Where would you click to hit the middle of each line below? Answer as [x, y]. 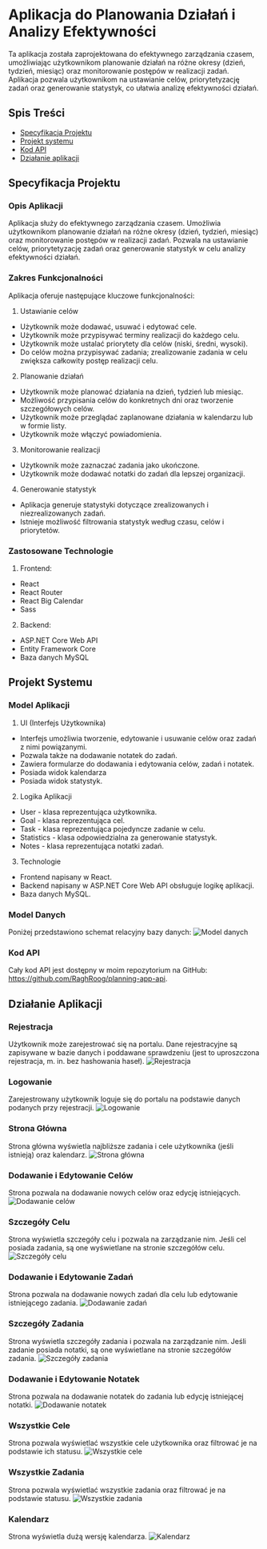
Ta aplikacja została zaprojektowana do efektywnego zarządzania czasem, [132, 54]
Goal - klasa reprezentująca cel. [72, 820]
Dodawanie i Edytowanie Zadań [71, 1277]
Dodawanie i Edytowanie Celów [71, 1175]
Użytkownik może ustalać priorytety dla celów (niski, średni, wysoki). [134, 343]
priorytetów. [40, 530]
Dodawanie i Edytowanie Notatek [74, 1378]
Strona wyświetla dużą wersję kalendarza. [78, 1536]
